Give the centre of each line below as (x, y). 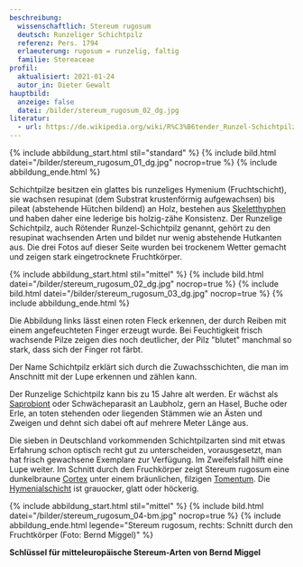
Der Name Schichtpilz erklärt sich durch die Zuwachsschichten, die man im (149, 367)
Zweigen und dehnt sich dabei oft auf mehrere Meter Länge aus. (129, 423)
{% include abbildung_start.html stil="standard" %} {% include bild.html (143, 153)
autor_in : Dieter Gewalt (64, 85)
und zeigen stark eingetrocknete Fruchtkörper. (96, 257)
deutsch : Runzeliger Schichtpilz (80, 34)
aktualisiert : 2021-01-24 (66, 77)
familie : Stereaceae (56, 60)
